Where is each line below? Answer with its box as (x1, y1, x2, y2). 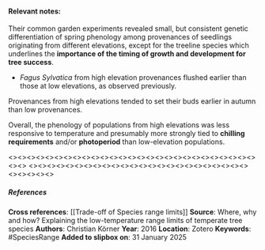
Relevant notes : (8, 6, 61, 16)
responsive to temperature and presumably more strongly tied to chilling (8, 129, 245, 138)
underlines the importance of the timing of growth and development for (8, 49, 247, 59)
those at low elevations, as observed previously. (19, 81, 176, 91)
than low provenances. (8, 105, 83, 115)
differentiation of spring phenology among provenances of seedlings (8, 32, 232, 42)
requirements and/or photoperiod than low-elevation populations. (8, 137, 225, 146)
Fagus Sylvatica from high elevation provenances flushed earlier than (19, 73, 247, 82)
